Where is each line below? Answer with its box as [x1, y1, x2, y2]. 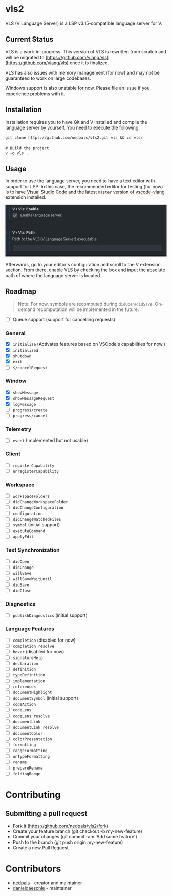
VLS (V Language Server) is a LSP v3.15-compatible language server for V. [5, 20, 163, 26]
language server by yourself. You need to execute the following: [5, 124, 140, 131]
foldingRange [12, 772, 41, 777]
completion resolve [12, 644, 55, 649]
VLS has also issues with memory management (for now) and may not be [5, 69, 160, 76]
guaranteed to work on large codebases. [5, 75, 91, 81]
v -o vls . [5, 150, 29, 156]
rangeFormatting [12, 748, 48, 754]
